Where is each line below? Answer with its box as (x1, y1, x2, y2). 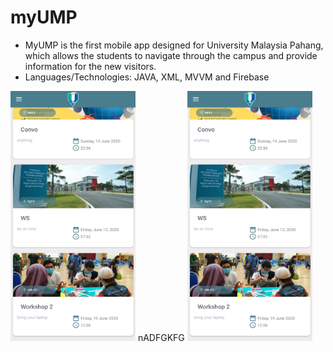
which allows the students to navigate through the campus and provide (24, 49, 318, 61)
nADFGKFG (137, 331, 185, 343)
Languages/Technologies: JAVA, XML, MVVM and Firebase (24, 71, 270, 83)
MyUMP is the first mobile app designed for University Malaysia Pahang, (24, 39, 324, 51)
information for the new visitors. (24, 60, 157, 72)
